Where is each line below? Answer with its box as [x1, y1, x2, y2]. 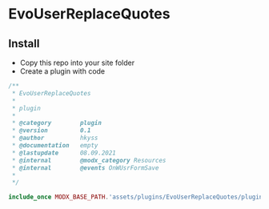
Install [8, 37, 40, 50]
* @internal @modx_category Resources [11, 156, 167, 164]
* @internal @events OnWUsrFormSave [11, 163, 159, 172]
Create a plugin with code [19, 66, 106, 76]
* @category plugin [11, 119, 102, 127]
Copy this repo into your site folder [19, 58, 135, 67]
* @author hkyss [11, 134, 98, 143]
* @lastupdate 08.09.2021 [11, 149, 116, 157]
